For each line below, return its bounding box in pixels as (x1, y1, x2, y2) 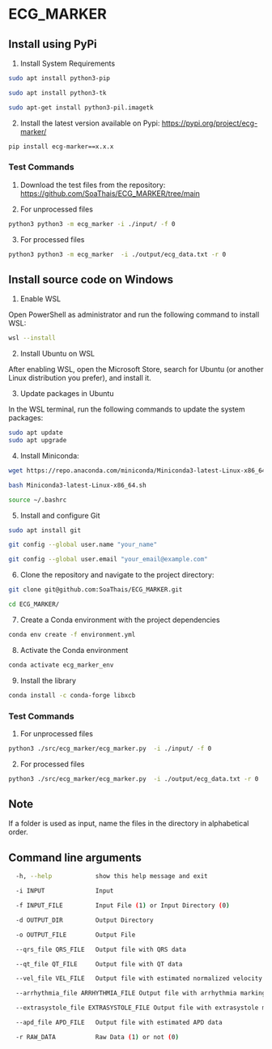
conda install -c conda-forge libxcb (8, 691, 136, 699)
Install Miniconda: (19, 450, 79, 460)
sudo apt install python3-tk (8, 88, 107, 97)
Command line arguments (8, 851, 142, 864)
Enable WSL (19, 294, 62, 304)
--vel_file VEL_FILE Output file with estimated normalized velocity (15, 974, 263, 983)
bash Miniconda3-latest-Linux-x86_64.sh (8, 481, 147, 489)
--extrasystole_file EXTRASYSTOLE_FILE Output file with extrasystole (15, 1004, 259, 1013)
